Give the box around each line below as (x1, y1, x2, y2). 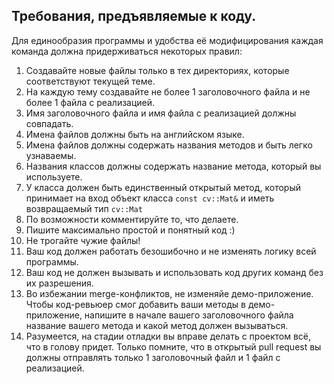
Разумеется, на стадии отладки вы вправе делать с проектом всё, (25, 330, 312, 342)
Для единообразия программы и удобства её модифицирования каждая (11, 34, 324, 46)
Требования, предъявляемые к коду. (11, 8, 257, 25)
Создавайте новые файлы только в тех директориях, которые (25, 64, 290, 76)
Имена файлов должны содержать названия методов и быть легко (25, 139, 313, 151)
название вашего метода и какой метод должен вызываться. (25, 319, 289, 331)
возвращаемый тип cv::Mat (25, 202, 143, 214)
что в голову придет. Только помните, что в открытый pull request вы (25, 340, 322, 353)
